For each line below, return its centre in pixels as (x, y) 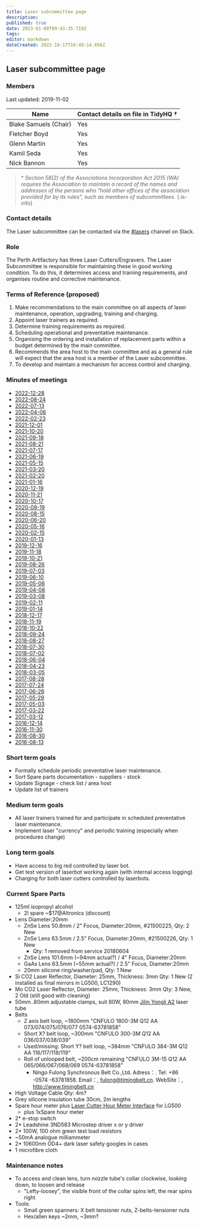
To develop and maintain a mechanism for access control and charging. (103, 364)
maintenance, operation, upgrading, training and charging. (87, 314)
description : (22, 17)
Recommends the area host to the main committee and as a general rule (103, 352)
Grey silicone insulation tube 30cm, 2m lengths (73, 1099)
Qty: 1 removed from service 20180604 (81, 951)
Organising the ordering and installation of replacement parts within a (100, 339)
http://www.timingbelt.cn (63, 1086)
